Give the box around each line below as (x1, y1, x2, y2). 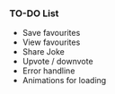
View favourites (22, 37, 81, 47)
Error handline (22, 65, 75, 76)
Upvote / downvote (22, 56, 93, 67)
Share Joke (22, 47, 65, 57)
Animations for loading (22, 75, 107, 86)
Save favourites (22, 28, 81, 38)
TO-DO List (9, 7, 59, 20)
